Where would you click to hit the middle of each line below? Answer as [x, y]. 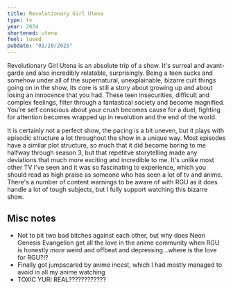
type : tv [20, 20]
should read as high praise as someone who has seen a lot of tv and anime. [115, 175]
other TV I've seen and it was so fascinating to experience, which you [107, 167]
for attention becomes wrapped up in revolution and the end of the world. [112, 117]
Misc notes [32, 219]
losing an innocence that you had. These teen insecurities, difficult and [109, 95]
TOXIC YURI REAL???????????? [61, 279]
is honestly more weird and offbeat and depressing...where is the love [117, 249]
